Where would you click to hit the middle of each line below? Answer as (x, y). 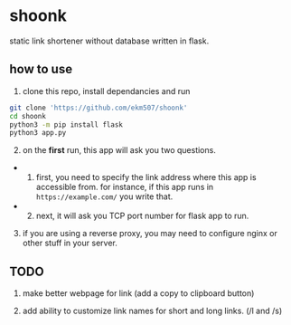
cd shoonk (28, 116)
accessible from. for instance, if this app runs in (125, 187)
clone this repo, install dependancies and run (106, 91)
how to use (41, 69)
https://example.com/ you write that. (104, 196)
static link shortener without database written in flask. (109, 41)
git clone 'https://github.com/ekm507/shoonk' (99, 108)
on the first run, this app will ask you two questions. (119, 150)
